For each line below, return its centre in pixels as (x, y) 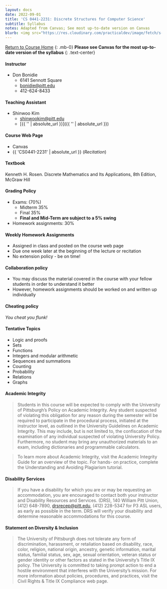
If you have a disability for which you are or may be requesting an (84, 490)
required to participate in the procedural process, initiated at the (83, 421)
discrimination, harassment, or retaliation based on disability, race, (85, 544)
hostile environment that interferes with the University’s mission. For (87, 571)
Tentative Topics (23, 329)
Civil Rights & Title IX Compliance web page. (63, 581)
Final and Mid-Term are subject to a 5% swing (68, 218)
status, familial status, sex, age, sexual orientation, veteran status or (87, 555)
